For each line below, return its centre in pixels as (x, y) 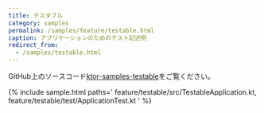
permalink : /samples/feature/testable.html (82, 30)
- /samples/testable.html (58, 53)
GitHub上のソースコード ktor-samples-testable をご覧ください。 (111, 76)
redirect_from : (33, 45)
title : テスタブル (36, 16)
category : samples (39, 23)
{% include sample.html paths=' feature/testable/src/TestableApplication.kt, (132, 92)
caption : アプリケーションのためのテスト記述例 (78, 38)
